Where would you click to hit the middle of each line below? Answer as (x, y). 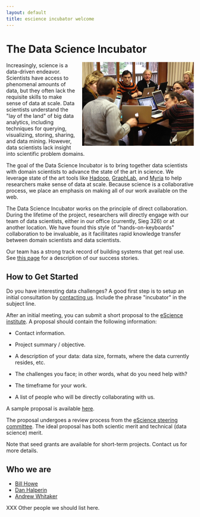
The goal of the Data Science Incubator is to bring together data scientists (97, 165)
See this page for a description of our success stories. (73, 258)
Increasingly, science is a (37, 65)
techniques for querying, (36, 129)
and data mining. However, (39, 141)
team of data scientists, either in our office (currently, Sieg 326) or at (90, 221)
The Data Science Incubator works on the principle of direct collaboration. (97, 209)
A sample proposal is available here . (51, 409)
